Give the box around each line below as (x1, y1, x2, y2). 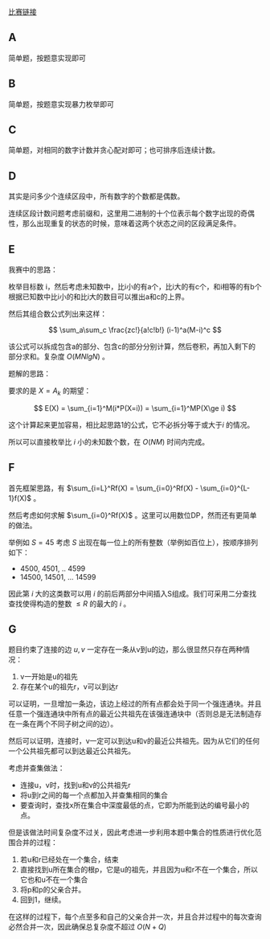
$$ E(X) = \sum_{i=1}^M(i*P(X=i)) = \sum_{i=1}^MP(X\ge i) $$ (33, 403, 237, 412)
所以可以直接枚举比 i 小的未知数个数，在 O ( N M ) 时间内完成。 (8, 437, 210, 446)
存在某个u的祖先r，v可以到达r (19, 682, 119, 691)
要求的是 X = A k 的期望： (8, 386, 92, 397)
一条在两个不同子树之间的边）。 (14, 719, 118, 729)
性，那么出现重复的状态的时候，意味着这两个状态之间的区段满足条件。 (8, 219, 241, 228)
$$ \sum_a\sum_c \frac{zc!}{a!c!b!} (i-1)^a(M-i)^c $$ (47, 325, 223, 335)
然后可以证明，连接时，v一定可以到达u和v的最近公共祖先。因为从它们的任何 (8, 736, 260, 746)
